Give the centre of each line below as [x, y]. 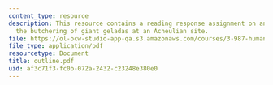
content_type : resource [49, 16]
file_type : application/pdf [56, 46]
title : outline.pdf [41, 62]
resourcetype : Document [49, 53]
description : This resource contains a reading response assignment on [132, 23]
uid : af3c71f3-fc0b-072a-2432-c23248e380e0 [83, 69]
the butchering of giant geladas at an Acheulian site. [112, 31]
